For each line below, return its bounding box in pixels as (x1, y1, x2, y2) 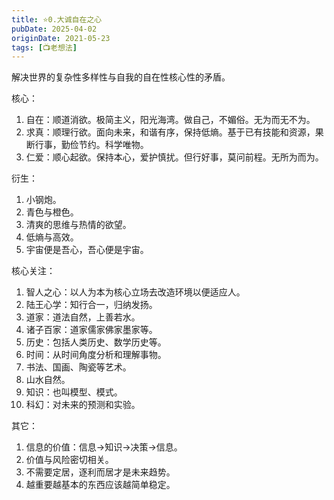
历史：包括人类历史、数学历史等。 (25, 336, 167, 348)
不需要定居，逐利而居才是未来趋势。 (25, 466, 176, 478)
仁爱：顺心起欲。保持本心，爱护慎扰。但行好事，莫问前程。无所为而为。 (25, 151, 324, 163)
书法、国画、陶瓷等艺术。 (25, 361, 132, 373)
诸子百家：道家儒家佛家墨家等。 (25, 324, 158, 336)
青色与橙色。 (25, 206, 79, 218)
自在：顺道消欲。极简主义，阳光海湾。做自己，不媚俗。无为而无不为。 (25, 114, 316, 126)
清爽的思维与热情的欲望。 (25, 219, 132, 231)
